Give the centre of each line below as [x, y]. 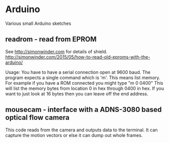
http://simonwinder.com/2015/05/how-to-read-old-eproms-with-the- [78, 57]
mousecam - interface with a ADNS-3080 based [83, 110]
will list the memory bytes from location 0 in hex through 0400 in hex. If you [85, 88]
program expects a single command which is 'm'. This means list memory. [83, 78]
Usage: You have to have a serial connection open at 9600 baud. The [78, 72]
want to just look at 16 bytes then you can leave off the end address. [77, 94]
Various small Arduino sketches [38, 23]
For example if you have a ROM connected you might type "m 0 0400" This [84, 83]
